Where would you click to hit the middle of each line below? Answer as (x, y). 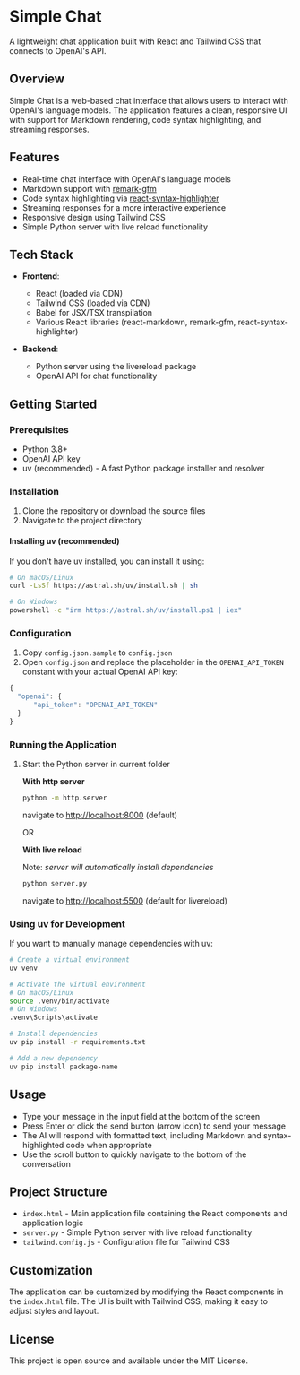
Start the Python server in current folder (96, 765)
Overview (37, 79)
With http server (53, 782)
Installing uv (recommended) (64, 540)
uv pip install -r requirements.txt (77, 1042)
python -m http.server (64, 798)
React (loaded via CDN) (79, 294)
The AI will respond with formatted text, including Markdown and (141, 1135)
